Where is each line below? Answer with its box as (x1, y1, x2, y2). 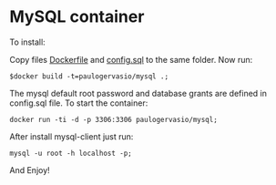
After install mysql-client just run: (9, 130, 134, 142)
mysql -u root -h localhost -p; (9, 149, 132, 158)
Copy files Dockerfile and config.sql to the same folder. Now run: (9, 54, 253, 65)
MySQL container (9, 6, 145, 27)
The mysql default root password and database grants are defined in (9, 87, 267, 98)
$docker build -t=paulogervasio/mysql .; (9, 71, 169, 81)
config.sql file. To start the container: (9, 98, 148, 108)
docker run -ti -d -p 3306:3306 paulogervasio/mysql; (9, 115, 219, 124)
